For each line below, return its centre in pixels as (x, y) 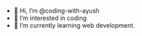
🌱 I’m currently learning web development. (74, 25)
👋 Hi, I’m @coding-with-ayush (56, 11)
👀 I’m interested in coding (50, 18)
